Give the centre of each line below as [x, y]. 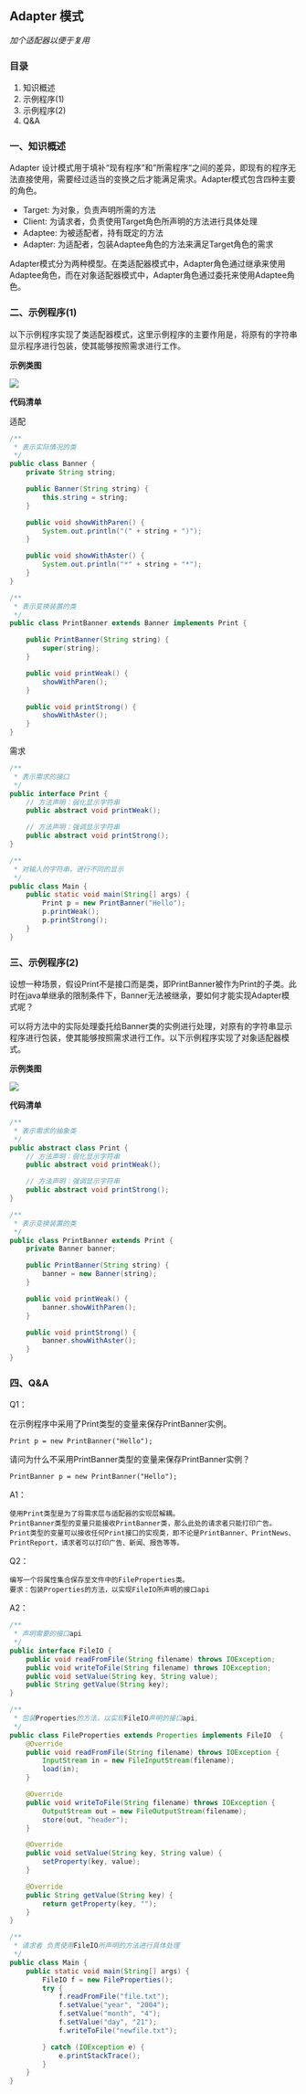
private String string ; [71, 473]
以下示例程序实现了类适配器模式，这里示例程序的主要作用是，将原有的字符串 [153, 334]
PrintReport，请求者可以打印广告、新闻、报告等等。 [97, 1543]
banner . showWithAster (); [90, 1341]
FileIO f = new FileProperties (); [108, 1980]
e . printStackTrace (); [100, 2056]
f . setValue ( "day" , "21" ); [107, 2023]
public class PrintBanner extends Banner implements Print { [128, 623]
